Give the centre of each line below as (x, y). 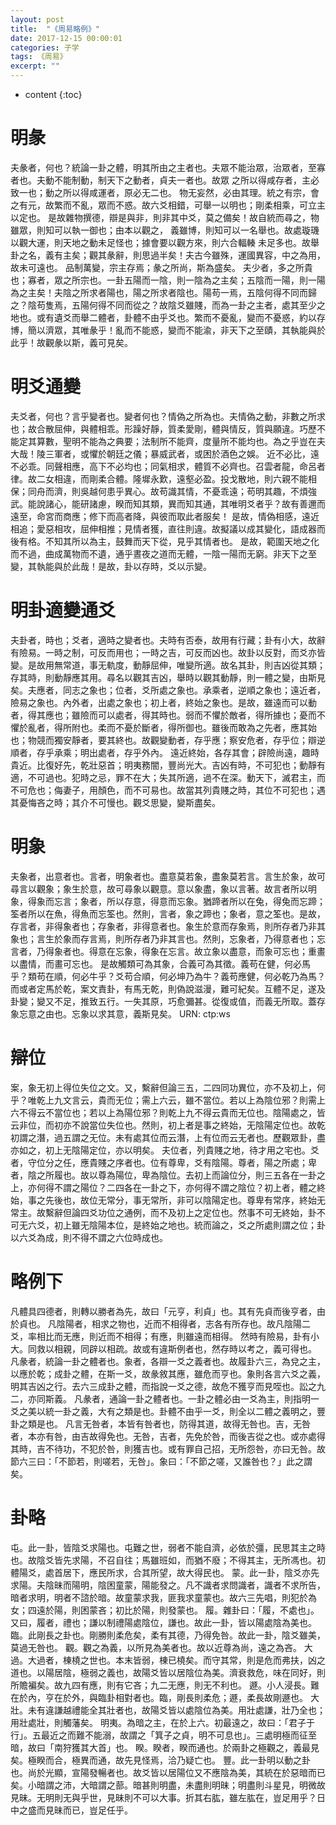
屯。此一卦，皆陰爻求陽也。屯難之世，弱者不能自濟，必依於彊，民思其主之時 (168, 1547)
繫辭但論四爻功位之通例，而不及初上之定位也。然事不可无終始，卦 (180, 1212)
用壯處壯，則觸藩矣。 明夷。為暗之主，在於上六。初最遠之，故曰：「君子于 (162, 1722)
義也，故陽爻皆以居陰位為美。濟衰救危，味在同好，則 (216, 1672)
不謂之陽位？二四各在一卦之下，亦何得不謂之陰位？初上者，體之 (185, 1187)
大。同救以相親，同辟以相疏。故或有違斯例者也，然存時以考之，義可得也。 (163, 1348)
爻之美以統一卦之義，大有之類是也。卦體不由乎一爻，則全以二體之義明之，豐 (168, 1411)
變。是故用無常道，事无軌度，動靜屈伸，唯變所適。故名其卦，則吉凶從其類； (168, 665)
